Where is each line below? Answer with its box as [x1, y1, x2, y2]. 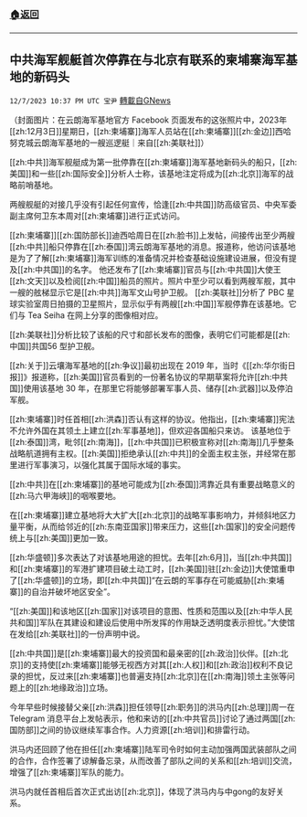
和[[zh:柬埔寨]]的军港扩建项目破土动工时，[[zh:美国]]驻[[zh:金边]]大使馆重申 [9, 564, 295, 575]
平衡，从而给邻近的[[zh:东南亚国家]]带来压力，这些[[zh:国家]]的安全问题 [16, 521, 288, 532]
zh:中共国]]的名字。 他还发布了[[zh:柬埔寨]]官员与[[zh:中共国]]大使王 [23, 264, 281, 275]
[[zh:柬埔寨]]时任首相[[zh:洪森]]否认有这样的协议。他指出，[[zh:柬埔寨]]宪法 [9, 414, 295, 425]
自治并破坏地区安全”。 [31, 587, 116, 598]
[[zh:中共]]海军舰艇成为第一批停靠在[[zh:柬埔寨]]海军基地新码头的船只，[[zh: [9, 157, 298, 168]
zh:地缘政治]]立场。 [39, 683, 113, 694]
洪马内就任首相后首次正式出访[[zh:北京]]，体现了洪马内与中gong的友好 [9, 786, 277, 797]
